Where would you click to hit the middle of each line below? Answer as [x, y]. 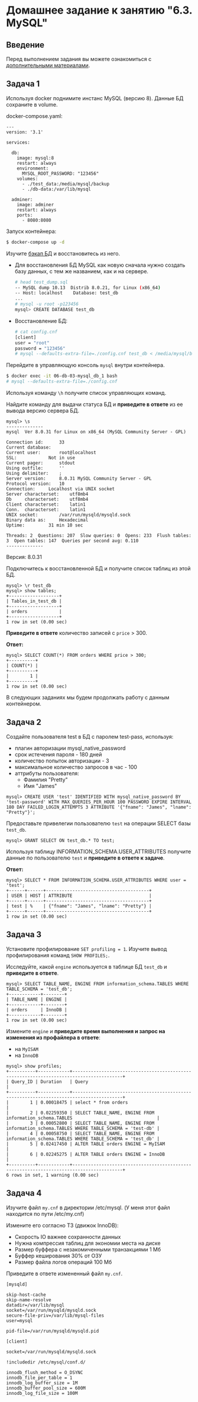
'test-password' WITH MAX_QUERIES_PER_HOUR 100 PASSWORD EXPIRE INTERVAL [99, 802]
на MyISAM [26, 1049]
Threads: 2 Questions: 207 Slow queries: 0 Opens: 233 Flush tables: [99, 536]
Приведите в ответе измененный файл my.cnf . [64, 1273]
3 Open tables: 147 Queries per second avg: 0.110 [72, 541]
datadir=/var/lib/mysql [35, 1305]
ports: [25, 215]
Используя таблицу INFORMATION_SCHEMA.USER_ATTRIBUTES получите [99, 851]
